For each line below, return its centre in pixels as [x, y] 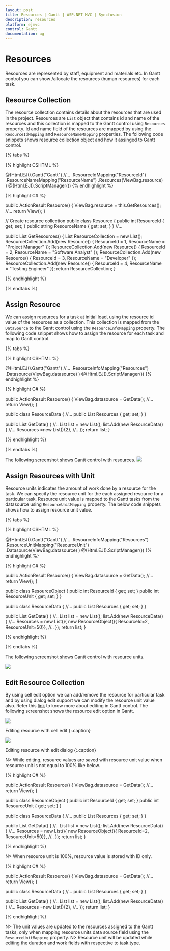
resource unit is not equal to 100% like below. [53, 766]
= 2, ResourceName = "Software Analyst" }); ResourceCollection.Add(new [83, 252]
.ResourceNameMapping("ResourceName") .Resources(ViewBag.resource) [84, 180]
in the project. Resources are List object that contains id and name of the [82, 118]
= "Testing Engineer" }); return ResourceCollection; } [61, 268]
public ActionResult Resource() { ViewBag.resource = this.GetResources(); [83, 205]
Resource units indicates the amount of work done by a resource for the [81, 488]
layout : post [19, 10]
